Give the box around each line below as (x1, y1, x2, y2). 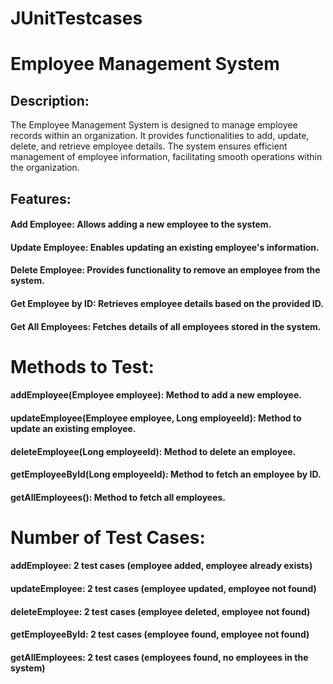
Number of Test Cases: (10, 526, 206, 549)
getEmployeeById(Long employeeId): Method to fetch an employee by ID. (10, 468, 322, 481)
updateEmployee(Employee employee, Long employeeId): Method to (10, 412, 302, 424)
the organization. (10, 162, 80, 174)
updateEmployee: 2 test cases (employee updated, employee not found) (10, 583, 317, 595)
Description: (10, 92, 90, 109)
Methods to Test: (10, 355, 155, 378)
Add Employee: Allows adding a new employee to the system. (10, 218, 272, 231)
